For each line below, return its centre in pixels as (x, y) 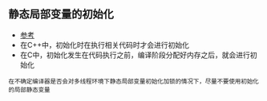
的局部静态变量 (29, 90)
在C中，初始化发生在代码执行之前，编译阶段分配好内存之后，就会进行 (135, 55)
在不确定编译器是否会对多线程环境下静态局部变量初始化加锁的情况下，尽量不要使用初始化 (133, 81)
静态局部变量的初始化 (61, 14)
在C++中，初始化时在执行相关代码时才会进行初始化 (105, 45)
